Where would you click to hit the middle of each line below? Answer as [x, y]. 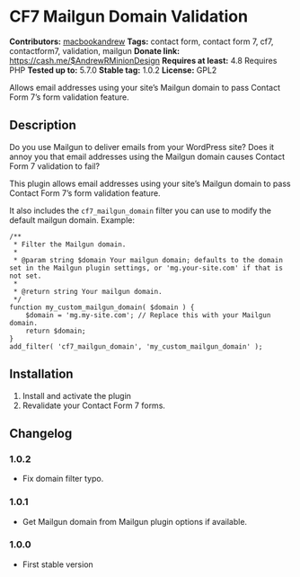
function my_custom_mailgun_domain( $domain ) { [102, 307]
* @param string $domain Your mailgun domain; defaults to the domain [148, 260]
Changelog [41, 433]
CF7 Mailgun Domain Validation [129, 17]
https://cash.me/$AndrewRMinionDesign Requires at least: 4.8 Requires [143, 60]
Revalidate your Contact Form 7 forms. [94, 405]
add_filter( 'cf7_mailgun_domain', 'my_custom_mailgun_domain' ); [136, 346]
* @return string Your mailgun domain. [88, 291]
